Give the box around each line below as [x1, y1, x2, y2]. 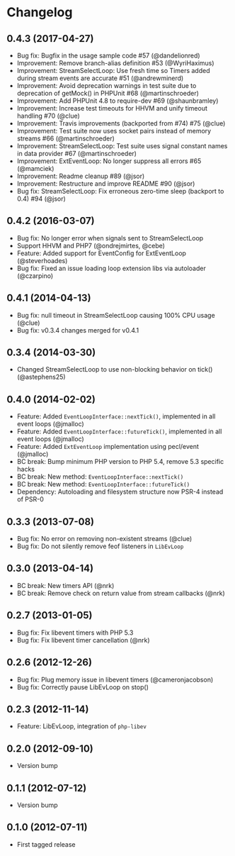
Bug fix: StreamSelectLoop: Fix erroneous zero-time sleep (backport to [16, 187, 224, 195]
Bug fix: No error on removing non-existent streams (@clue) [16, 535, 193, 543]
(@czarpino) [16, 271, 54, 280]
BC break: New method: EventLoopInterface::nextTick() [16, 472, 184, 481]
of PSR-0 [16, 495, 44, 504]
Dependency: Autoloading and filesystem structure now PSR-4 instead [16, 487, 224, 496]
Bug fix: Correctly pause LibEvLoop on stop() [16, 682, 149, 691]
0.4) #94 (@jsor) [16, 194, 67, 203]
